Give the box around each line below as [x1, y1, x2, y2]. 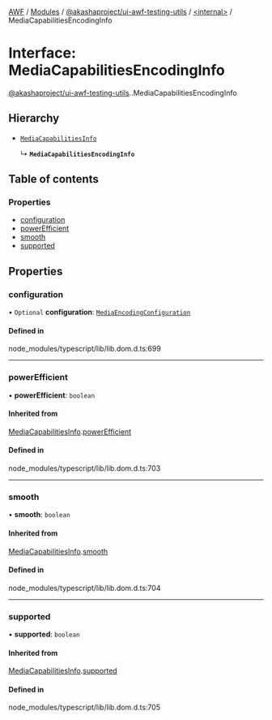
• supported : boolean [8, 629, 80, 640]
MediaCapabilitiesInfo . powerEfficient [8, 426, 132, 437]
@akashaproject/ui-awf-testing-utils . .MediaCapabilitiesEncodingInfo [8, 88, 237, 97]
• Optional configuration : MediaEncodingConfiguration [8, 308, 191, 317]
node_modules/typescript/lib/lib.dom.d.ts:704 [8, 583, 161, 593]
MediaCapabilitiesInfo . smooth [8, 546, 108, 556]
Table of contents [8, 172, 99, 186]
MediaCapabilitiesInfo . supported [8, 666, 117, 676]
